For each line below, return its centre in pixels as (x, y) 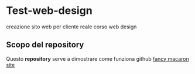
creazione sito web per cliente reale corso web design (71, 27)
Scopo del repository (45, 45)
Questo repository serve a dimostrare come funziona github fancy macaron (97, 58)
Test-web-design (49, 11)
